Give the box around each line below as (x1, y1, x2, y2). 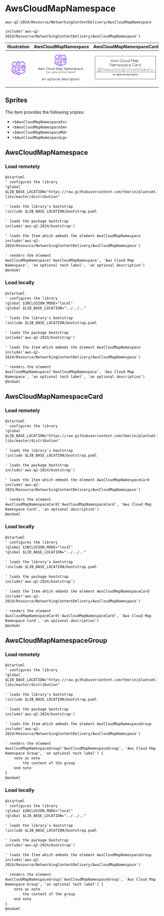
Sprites (5, 96, 28, 104)
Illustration (7, 44, 30, 49)
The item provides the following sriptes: (5, 109, 85, 115)
